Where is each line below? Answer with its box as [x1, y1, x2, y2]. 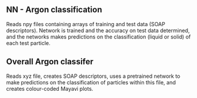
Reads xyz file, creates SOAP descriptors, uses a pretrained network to [6, 72, 180, 80]
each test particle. [6, 39, 51, 46]
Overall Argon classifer [6, 56, 94, 67]
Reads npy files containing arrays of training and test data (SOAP [6, 20, 165, 27]
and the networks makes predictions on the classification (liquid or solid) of [6, 33, 191, 40]
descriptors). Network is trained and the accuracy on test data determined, [6, 27, 190, 34]
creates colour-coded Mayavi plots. [6, 85, 93, 92]
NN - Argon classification [6, 5, 102, 15]
